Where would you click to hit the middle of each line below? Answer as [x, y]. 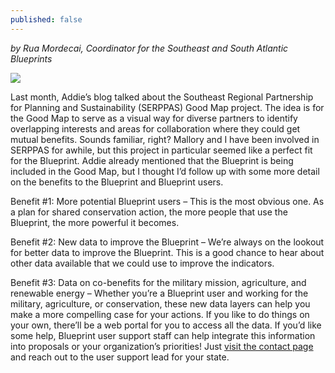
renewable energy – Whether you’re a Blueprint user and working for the [159, 293]
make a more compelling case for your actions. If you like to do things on [160, 314]
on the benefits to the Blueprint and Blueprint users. [117, 182]
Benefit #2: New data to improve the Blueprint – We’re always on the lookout [167, 242]
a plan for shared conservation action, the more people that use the [149, 212]
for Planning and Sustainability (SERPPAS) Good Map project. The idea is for [167, 107]
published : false [46, 19]
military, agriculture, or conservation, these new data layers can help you [160, 303]
